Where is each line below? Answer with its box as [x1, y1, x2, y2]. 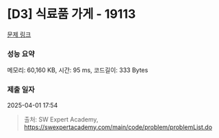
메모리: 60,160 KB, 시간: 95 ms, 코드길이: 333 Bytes [7, 66, 149, 74]
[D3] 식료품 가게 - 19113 [7, 6, 136, 22]
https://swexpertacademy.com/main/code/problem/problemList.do [23, 123, 213, 131]
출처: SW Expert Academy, [23, 115, 99, 124]
